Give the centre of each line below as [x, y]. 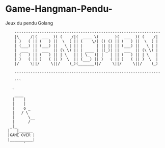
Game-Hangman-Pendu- [59, 9]
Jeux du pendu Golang [29, 23]
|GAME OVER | [21, 135]
